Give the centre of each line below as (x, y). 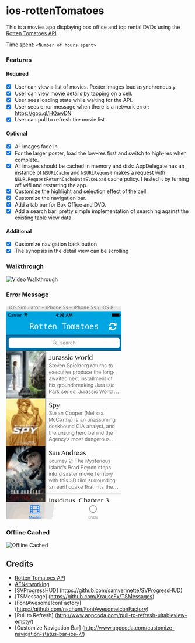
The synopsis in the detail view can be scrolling (72, 251)
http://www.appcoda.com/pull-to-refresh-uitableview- (122, 615)
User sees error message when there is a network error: (82, 107)
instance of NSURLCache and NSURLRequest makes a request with (90, 172)
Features (19, 60)
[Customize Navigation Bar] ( (49, 628)
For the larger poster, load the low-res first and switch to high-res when (100, 153)
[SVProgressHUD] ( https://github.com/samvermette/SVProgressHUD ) (98, 590)
